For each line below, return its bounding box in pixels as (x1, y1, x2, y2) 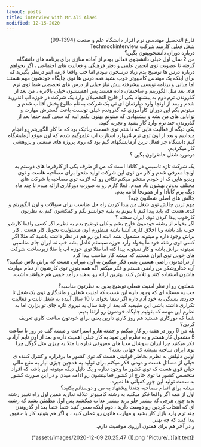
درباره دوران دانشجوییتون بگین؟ (124, 49, 195, 56)
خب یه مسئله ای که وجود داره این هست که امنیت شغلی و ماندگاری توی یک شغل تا (11, 289, 195, 296)
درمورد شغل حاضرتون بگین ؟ (129, 151, 195, 158)
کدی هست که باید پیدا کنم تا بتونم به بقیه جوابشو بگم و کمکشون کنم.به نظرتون (20, 207, 195, 215)
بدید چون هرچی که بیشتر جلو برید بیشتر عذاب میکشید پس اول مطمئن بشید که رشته (8, 397, 195, 404)
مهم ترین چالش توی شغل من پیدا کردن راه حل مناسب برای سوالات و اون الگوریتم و (8, 201, 195, 208)
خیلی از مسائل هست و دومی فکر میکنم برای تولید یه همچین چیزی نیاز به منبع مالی (13, 359, 195, 366)
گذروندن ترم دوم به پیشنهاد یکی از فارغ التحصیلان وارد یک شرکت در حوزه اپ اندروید (8, 93, 195, 101)
